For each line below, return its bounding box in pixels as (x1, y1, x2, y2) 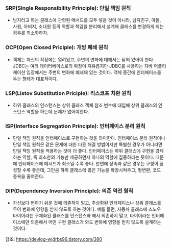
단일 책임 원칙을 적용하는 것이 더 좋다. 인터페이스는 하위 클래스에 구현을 (12, 148, 155, 154)
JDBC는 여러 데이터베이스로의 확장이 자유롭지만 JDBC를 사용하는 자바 (12, 63, 153, 69)
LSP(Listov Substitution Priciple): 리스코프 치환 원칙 (5, 89, 132, 96)
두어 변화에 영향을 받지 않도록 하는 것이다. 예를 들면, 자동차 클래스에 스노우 (12, 206, 161, 212)
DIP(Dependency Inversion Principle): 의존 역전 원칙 (5, 187, 134, 194)
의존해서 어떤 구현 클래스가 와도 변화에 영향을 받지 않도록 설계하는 (30, 219, 162, 225)
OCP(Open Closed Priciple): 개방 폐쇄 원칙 (5, 44, 108, 51)
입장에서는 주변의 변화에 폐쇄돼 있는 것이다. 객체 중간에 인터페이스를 (26, 69, 162, 75)
